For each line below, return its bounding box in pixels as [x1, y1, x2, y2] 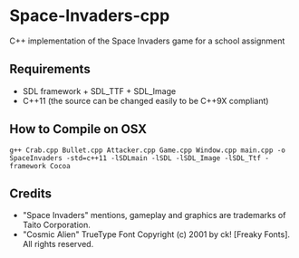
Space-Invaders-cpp [9, 5, 170, 26]
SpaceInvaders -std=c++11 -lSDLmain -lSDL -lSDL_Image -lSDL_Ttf [9, 153, 261, 163]
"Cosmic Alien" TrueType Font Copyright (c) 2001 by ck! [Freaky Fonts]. [22, 229, 291, 240]
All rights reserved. [22, 239, 94, 250]
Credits [9, 186, 53, 201]
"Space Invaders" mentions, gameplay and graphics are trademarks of [22, 210, 286, 221]
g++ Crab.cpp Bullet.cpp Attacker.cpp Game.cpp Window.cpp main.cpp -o [9, 146, 285, 155]
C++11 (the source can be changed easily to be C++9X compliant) [22, 95, 269, 106]
